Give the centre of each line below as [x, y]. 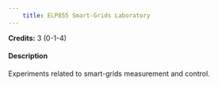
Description [28, 56]
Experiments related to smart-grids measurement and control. [109, 73]
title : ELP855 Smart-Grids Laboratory [86, 15]
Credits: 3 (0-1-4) [38, 38]
